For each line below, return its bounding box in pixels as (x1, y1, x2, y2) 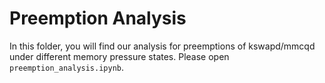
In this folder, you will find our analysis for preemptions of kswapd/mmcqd (9, 40, 316, 52)
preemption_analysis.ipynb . (9, 61, 125, 73)
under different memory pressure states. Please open (9, 50, 230, 62)
